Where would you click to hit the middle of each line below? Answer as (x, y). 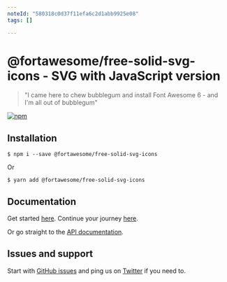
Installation (32, 138)
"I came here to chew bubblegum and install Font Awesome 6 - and (121, 95)
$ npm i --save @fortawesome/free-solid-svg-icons (82, 155)
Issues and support (50, 254)
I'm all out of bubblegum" (61, 103)
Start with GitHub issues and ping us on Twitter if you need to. (97, 271)
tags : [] (20, 20)
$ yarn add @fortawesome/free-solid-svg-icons (76, 180)
